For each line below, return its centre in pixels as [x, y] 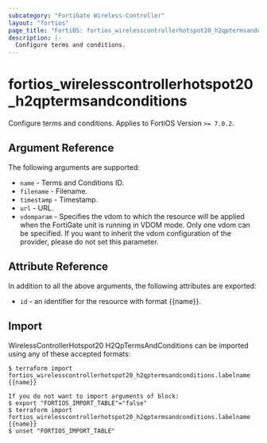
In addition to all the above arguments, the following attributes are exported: [132, 286]
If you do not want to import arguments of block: [94, 396]
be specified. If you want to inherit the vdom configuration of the [126, 233]
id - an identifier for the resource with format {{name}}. [110, 301]
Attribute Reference [58, 267]
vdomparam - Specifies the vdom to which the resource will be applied [132, 216]
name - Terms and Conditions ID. [72, 183]
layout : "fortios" [39, 23]
